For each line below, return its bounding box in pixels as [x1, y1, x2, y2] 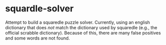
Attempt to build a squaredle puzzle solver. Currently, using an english [5, 19, 150, 25]
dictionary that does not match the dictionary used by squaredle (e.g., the [5, 24, 157, 30]
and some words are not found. [5, 35, 70, 41]
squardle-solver [5, 3, 74, 14]
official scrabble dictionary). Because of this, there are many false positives [5, 30, 161, 36]
